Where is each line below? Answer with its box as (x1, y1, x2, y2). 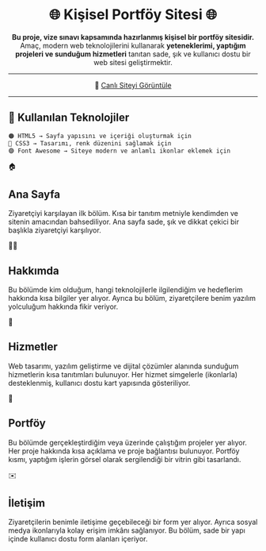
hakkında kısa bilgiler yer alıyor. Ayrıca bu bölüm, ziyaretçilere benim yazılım (8, 294, 256, 302)
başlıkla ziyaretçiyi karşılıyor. (8, 225, 101, 235)
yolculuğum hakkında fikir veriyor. (8, 302, 119, 311)
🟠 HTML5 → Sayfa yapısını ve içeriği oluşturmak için (8, 132, 192, 140)
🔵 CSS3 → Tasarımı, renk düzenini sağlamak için (8, 139, 172, 148)
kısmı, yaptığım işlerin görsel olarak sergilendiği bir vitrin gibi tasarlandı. (8, 454, 241, 464)
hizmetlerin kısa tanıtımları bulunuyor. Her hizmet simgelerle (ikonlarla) (8, 369, 238, 379)
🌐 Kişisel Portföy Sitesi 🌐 (48, 6, 218, 24)
